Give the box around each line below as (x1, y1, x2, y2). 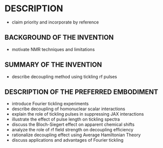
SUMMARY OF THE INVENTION (4, 61, 102, 69)
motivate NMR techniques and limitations (11, 46, 95, 52)
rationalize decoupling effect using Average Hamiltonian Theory (11, 132, 141, 138)
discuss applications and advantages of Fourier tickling (11, 137, 124, 143)
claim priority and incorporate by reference (11, 19, 99, 25)
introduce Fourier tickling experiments (11, 101, 89, 107)
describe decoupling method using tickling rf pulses (11, 74, 117, 79)
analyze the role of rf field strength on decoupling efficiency (11, 127, 134, 133)
